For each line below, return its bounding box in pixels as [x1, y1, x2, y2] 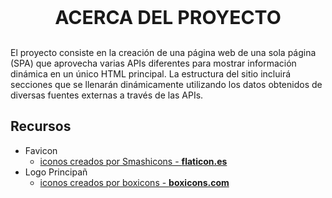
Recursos [10, 118, 72, 135]
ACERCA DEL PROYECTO [54, 6, 282, 29]
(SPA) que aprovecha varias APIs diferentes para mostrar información [10, 57, 297, 69]
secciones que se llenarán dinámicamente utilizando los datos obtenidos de [10, 79, 323, 90]
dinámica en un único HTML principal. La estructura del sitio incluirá [10, 68, 292, 80]
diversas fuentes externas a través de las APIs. [10, 89, 204, 101]
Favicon [24, 144, 58, 156]
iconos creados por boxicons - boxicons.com [39, 176, 230, 188]
